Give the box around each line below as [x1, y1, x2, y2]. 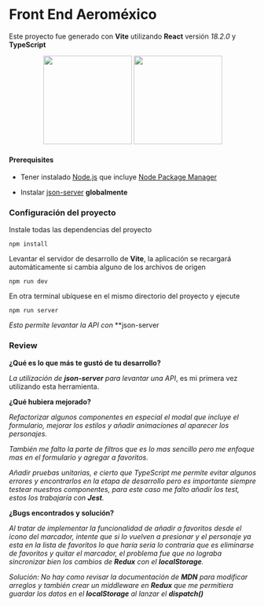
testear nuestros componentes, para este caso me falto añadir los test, [9, 484, 240, 493]
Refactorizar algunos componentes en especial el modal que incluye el [9, 412, 239, 422]
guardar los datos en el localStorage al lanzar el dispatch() [9, 589, 203, 598]
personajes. [9, 429, 48, 438]
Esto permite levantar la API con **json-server [9, 320, 159, 330]
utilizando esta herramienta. [9, 382, 100, 391]
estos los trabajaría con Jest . [9, 493, 104, 502]
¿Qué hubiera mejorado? [9, 397, 91, 406]
